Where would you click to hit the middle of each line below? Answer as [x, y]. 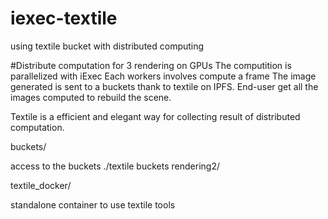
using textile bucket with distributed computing [107, 46]
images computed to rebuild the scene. [91, 97]
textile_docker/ [41, 185]
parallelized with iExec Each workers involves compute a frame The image [163, 76]
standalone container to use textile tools [93, 204]
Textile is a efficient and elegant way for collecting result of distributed [155, 116]
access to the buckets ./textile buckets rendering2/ [115, 166]
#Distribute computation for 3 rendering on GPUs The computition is [151, 65]
